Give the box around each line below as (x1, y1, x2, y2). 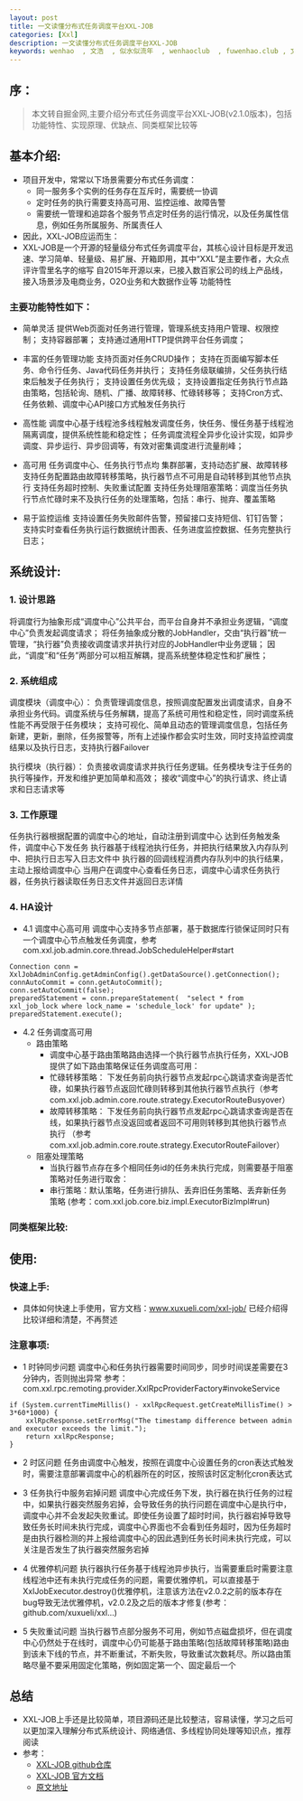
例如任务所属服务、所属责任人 (51, 219, 163, 230)
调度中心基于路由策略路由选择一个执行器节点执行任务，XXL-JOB (49, 1049, 289, 1060)
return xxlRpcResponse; (25, 1431, 115, 1441)
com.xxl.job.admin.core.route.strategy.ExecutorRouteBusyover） (49, 1094, 290, 1105)
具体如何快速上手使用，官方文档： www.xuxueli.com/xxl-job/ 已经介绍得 (22, 1303, 289, 1314)
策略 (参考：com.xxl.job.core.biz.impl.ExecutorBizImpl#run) (49, 1196, 271, 1206)
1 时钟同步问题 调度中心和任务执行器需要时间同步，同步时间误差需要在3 (22, 1361, 289, 1372)
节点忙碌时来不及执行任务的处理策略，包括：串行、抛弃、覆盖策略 (30, 493, 276, 504)
